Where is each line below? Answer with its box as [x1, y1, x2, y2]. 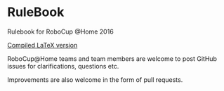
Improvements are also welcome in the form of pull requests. [7, 75, 183, 84]
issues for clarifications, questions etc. [7, 62, 119, 70]
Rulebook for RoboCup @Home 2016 [7, 27, 114, 36]
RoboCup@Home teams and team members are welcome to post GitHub [7, 54, 218, 63]
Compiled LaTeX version [7, 41, 78, 49]
